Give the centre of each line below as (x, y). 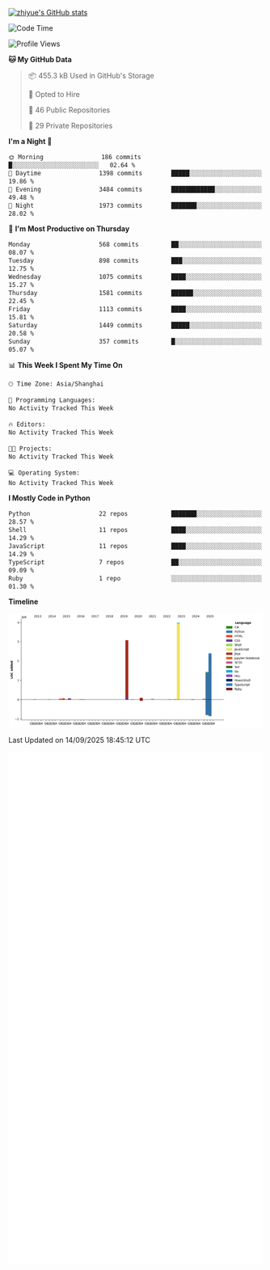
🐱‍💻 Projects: (30, 449)
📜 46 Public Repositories (69, 110)
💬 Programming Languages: (52, 400)
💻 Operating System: (44, 473)
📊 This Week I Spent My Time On (65, 365)
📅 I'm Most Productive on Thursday (69, 229)
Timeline (23, 601)
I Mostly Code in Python (49, 498)
